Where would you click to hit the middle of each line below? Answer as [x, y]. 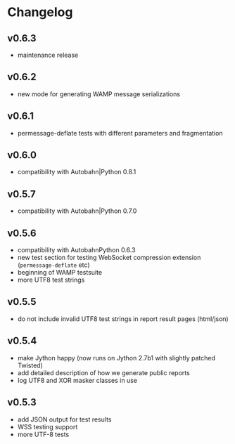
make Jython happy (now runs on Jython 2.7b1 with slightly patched [116, 358]
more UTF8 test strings [51, 280]
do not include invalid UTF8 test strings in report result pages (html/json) [123, 319]
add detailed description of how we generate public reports [103, 372]
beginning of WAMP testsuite [60, 273]
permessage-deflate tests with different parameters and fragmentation [120, 133]
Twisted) [30, 365]
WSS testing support [47, 426]
